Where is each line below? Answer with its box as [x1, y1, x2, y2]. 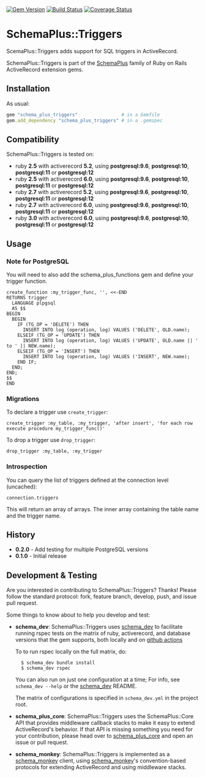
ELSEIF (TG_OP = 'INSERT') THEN [17, 348, 100, 355]
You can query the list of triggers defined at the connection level [6, 476, 169, 484]
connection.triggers [6, 495, 59, 501]
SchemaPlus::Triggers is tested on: [6, 151, 94, 158]
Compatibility [6, 134, 59, 145]
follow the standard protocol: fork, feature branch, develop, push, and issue [6, 593, 197, 600]
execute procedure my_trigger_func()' [6, 426, 105, 432]
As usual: [6, 100, 30, 107]
